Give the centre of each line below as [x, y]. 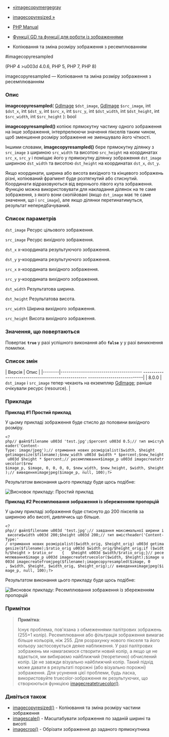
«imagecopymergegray [37, 7]
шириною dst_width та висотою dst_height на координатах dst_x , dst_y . [83, 163]
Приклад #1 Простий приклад [38, 412]
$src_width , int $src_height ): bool [41, 117]
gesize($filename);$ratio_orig [38, 549]
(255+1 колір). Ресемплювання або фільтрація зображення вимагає [91, 635]
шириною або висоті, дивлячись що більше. [53, 517]
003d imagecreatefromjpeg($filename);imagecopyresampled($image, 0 [78, 562]
